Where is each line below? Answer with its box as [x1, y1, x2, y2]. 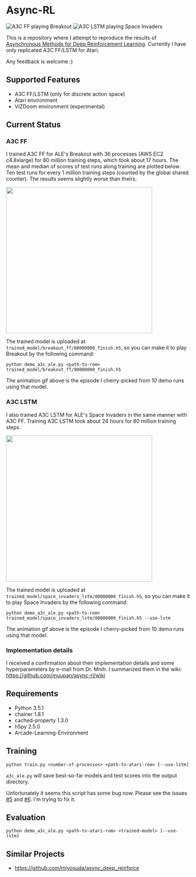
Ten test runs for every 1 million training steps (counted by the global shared [6, 169, 189, 176]
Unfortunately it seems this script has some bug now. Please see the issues [6, 789, 188, 796]
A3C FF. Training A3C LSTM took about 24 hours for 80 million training [6, 417, 176, 424]
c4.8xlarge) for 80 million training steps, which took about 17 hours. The [6, 157, 179, 164]
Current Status [6, 120, 61, 130]
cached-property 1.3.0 [14, 717, 69, 724]
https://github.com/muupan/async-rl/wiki [6, 672, 106, 679]
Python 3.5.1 [14, 704, 44, 711]
